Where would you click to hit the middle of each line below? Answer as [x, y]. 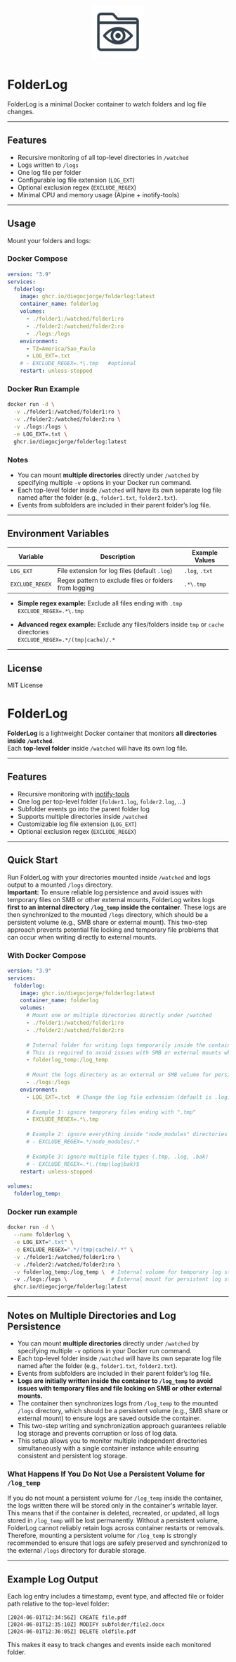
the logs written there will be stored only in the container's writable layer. [112, 1506]
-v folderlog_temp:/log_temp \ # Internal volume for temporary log [117, 1272]
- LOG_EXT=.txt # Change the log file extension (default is [119, 1097]
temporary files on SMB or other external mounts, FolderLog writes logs [111, 899]
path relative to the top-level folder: [59, 1604]
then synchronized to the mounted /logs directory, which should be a [108, 914]
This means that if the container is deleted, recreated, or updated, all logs [113, 1513]
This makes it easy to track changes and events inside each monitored [109, 1645]
